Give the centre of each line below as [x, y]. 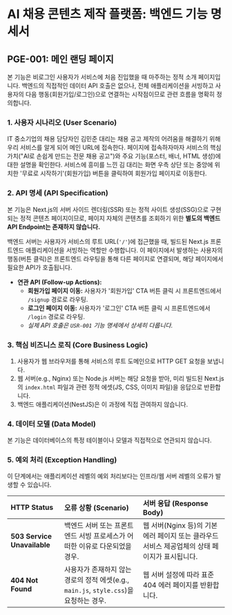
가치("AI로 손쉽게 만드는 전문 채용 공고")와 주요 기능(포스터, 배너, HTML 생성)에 [114, 156]
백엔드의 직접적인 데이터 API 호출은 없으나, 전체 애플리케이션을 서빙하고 [118, 86]
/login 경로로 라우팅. [56, 316]
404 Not [25, 580]
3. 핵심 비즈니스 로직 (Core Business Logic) [78, 345]
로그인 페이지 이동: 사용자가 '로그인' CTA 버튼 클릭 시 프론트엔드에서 [119, 307]
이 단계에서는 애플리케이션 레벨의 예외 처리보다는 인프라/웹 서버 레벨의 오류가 [110, 476]
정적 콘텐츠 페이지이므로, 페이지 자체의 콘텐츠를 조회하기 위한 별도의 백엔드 [120, 218]
